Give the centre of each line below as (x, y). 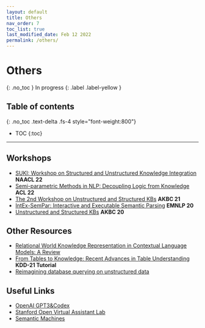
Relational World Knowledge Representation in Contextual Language (101, 246)
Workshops (29, 159)
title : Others (24, 18)
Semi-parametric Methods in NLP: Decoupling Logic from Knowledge (102, 186)
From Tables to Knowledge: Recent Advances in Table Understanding (103, 259)
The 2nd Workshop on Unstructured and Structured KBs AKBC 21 (98, 199)
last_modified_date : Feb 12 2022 (49, 35)
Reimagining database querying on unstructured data (82, 272)
